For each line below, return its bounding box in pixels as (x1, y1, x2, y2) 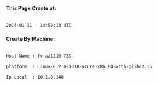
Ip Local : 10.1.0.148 (6, 75, 64, 80)
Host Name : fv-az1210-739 (6, 53, 72, 59)
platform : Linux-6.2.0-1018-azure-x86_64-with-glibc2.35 (6, 64, 153, 70)
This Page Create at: (6, 5, 57, 12)
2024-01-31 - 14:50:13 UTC (6, 23, 72, 29)
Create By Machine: (6, 35, 55, 42)
